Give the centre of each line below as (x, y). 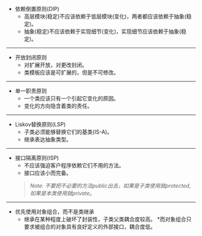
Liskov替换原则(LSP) (40, 124)
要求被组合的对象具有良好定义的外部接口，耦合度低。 (90, 227)
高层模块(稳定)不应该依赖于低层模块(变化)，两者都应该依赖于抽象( (105, 16)
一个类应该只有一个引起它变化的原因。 (71, 98)
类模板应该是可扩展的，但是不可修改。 (71, 72)
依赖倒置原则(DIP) (37, 9)
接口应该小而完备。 (48, 173)
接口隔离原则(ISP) (37, 158)
